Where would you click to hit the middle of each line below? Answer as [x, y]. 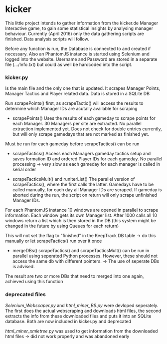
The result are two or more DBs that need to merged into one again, [75, 276]
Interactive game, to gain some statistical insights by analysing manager [79, 28]
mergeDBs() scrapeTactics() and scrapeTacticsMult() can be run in [81, 251]
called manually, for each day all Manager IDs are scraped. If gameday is [87, 190]
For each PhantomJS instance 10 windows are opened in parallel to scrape [82, 210]
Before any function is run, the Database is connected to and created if [78, 48]
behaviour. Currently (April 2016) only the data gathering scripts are [75, 33]
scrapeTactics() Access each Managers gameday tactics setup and [82, 154]
